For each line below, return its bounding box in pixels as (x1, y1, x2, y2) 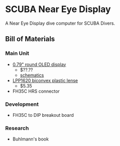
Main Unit (5, 50, 29, 57)
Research (5, 124, 29, 131)
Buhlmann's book (12, 136, 49, 142)
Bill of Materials (5, 35, 55, 43)
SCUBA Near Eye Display (5, 4, 111, 15)
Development (5, 101, 39, 108)
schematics (20, 72, 44, 78)
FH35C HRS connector (12, 88, 60, 94)
